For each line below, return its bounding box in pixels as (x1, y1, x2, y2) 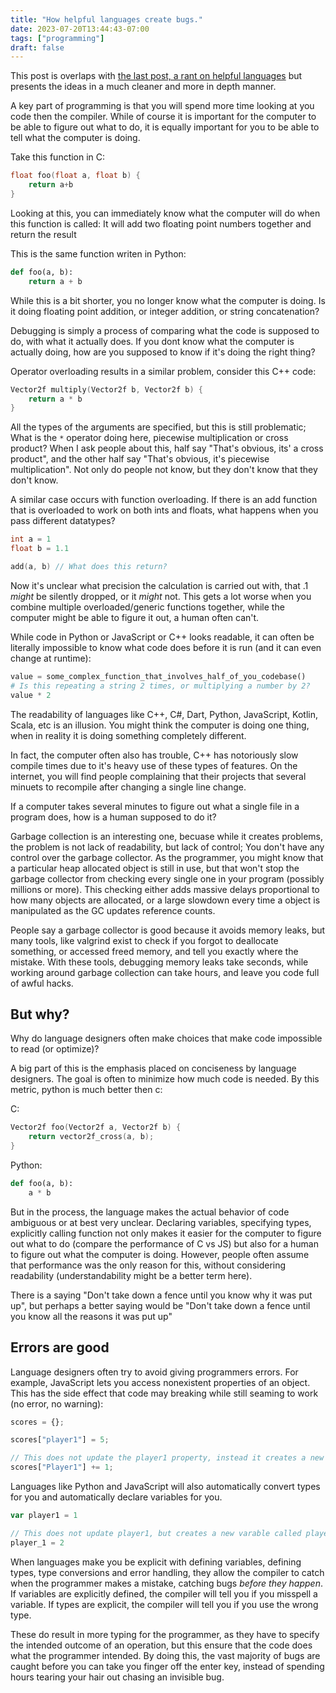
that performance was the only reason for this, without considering (10, 1259, 287, 1271)
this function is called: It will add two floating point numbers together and (10, 217, 312, 230)
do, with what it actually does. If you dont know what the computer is (10, 335, 295, 347)
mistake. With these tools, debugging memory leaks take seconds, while (10, 956, 309, 968)
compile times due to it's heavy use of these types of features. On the (10, 759, 298, 771)
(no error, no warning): (10, 1397, 104, 1410)
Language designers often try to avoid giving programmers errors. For (10, 1366, 299, 1378)
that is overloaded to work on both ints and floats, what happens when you (10, 504, 319, 516)
